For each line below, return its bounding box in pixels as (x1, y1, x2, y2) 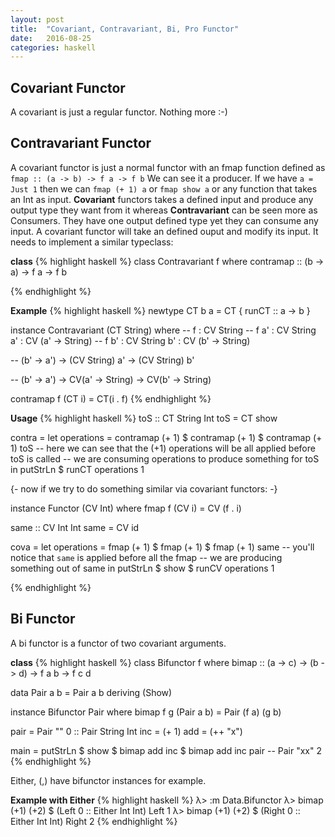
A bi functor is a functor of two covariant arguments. (10, 637, 227, 649)
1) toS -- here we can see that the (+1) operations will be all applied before (10, 442, 316, 454)
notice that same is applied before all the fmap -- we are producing (10, 551, 283, 563)
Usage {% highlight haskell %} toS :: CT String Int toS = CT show (10, 412, 278, 424)
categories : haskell (10, 42, 97, 53)
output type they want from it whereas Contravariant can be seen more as (10, 204, 318, 216)
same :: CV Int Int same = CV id (10, 521, 140, 533)
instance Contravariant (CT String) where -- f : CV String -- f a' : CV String (10, 324, 317, 336)
